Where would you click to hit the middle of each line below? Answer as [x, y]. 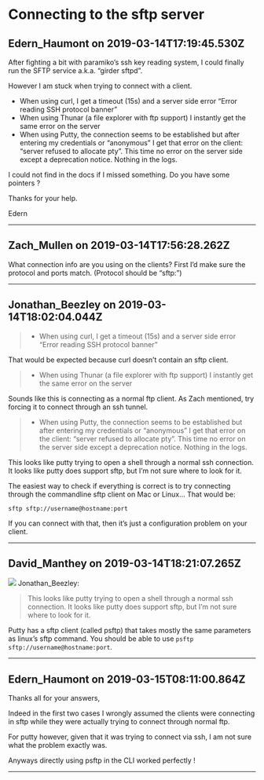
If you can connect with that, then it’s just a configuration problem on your [128, 523]
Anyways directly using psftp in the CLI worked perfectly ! [102, 760]
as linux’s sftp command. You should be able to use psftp [101, 639]
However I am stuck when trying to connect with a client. [100, 86]
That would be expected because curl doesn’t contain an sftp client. [118, 360]
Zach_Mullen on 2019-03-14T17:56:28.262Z [119, 245]
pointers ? [24, 183]
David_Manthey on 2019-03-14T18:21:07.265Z [125, 564]
